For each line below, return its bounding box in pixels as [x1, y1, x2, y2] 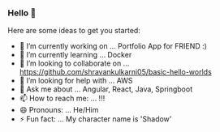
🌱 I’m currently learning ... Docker [19, 50, 132, 60]
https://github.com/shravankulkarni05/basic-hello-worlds [19, 67, 212, 77]
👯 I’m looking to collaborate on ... [19, 58, 130, 68]
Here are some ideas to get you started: [7, 26, 141, 36]
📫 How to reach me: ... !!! [19, 93, 106, 104]
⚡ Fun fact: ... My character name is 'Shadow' [19, 114, 172, 124]
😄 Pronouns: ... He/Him [19, 105, 99, 115]
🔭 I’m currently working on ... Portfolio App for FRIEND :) [19, 41, 208, 51]
